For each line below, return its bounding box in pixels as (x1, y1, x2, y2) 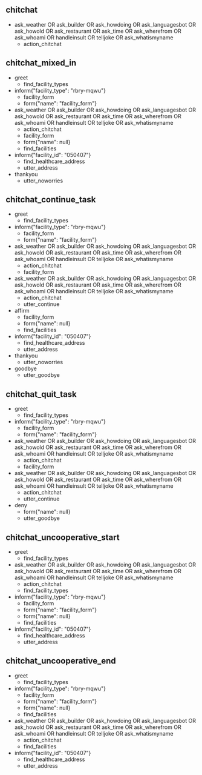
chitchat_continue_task (5, 195, 96, 205)
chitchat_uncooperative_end (5, 656, 116, 666)
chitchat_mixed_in (5, 58, 77, 68)
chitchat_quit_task (5, 389, 77, 399)
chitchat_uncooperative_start (5, 532, 120, 542)
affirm (14, 307, 30, 314)
